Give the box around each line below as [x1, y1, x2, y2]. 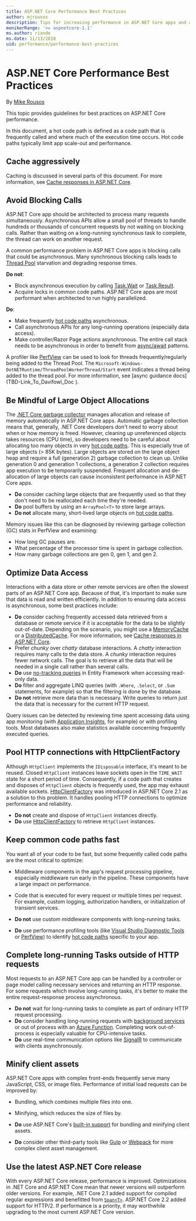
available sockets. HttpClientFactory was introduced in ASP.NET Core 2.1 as [6, 788, 188, 795]
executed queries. [6, 730, 50, 738]
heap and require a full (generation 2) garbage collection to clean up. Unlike [6, 454, 188, 461]
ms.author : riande [6, 30, 51, 36]
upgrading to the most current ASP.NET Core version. [6, 1209, 135, 1216]
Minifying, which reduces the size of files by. [14, 1110, 123, 1117]
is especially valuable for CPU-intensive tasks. [35, 1030, 147, 1037]
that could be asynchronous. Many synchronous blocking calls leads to [6, 253, 177, 261]
